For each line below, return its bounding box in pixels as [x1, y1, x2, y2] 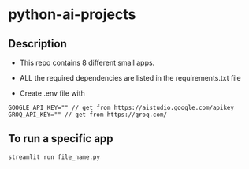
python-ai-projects [8, 6, 136, 24]
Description [8, 37, 67, 51]
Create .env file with [19, 88, 85, 98]
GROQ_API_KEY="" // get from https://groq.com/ [8, 111, 168, 118]
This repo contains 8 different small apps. [19, 58, 155, 67]
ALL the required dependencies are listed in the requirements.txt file [19, 73, 242, 82]
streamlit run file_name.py [8, 152, 101, 161]
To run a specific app [8, 132, 113, 145]
